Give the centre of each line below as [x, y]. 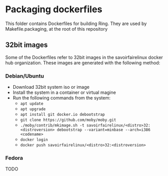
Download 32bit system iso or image [51, 87]
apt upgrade [33, 109]
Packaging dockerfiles [54, 9]
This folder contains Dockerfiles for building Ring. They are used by [76, 23]
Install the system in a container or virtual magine [64, 92]
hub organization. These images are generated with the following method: [83, 63]
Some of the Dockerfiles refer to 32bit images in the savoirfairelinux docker [84, 57]
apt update [32, 104]
